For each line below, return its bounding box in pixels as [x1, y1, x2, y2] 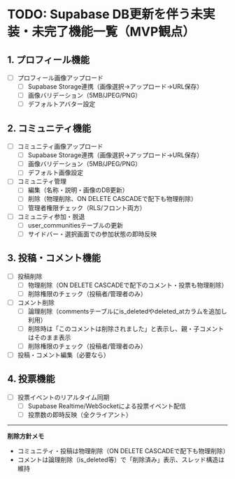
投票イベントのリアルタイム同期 [17, 392, 110, 401]
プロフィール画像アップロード [17, 74, 104, 82]
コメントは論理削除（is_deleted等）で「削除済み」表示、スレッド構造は [17, 455, 225, 464]
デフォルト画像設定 [27, 168, 84, 177]
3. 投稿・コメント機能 [7, 252, 101, 264]
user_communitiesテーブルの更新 [27, 221, 124, 229]
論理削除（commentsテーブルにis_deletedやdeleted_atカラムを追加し [27, 307, 227, 315]
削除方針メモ [7, 432, 44, 441]
